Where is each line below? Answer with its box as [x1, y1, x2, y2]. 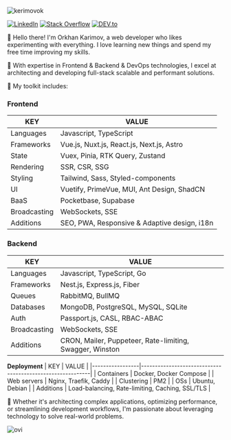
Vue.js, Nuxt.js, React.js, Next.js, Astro [60, 140, 184, 150]
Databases [10, 302, 45, 312]
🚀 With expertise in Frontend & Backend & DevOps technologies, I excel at [7, 61, 217, 69]
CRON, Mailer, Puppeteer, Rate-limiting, [60, 335, 190, 345]
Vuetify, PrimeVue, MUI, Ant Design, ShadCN [60, 185, 206, 194]
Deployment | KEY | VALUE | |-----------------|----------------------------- [7, 362, 222, 370]
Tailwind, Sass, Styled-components [60, 173, 176, 183]
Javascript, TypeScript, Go [60, 268, 146, 278]
